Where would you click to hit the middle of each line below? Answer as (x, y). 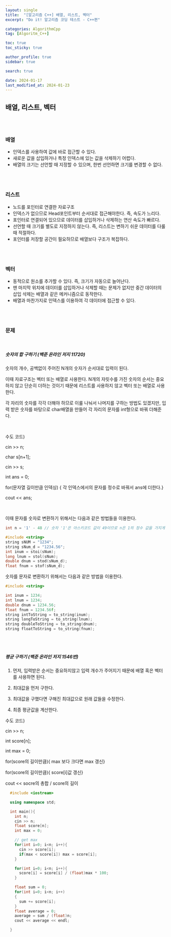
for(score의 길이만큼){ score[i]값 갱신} (44, 773)
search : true (19, 71)
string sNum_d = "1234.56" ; (35, 547)
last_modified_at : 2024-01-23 (38, 85)
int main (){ (23, 812)
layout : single (22, 10)
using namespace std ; (33, 802)
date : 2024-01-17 (24, 80)
